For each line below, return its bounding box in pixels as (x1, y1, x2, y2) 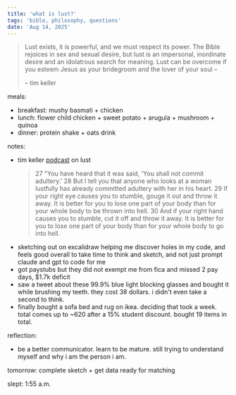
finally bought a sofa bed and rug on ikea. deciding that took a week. (17, 303, 217, 311)
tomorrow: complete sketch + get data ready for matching (7, 366, 175, 375)
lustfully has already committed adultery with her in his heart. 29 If (35, 184, 228, 193)
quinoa (17, 121, 38, 130)
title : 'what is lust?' (7, 10, 77, 18)
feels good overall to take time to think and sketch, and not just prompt (17, 251, 223, 259)
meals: (7, 92, 27, 101)
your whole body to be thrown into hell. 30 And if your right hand (35, 207, 223, 215)
